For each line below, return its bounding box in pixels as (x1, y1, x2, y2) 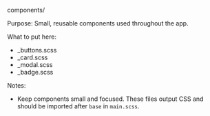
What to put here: (7, 32, 57, 41)
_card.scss (17, 53, 48, 61)
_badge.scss (17, 68, 54, 76)
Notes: (7, 81, 26, 89)
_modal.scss (17, 61, 53, 68)
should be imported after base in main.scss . (17, 102, 140, 110)
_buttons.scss (17, 46, 57, 54)
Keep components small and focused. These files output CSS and (17, 95, 204, 103)
